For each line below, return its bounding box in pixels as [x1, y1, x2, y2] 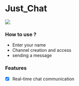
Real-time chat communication [12, 76, 75, 82]
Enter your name [12, 42, 46, 48]
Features [5, 64, 27, 71]
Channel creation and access [12, 47, 72, 53]
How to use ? [5, 31, 37, 38]
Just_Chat [5, 3, 48, 14]
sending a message [12, 52, 52, 59]
